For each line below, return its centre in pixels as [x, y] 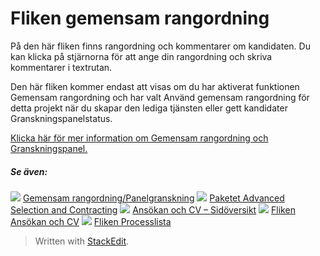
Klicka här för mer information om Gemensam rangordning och [139, 138]
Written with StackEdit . [82, 241]
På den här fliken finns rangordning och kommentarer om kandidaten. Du [160, 46]
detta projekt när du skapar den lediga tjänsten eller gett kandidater [149, 108]
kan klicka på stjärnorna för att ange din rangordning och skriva [141, 56]
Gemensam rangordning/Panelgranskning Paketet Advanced [153, 198]
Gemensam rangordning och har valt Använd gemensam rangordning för [160, 97]
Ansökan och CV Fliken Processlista [91, 221]
